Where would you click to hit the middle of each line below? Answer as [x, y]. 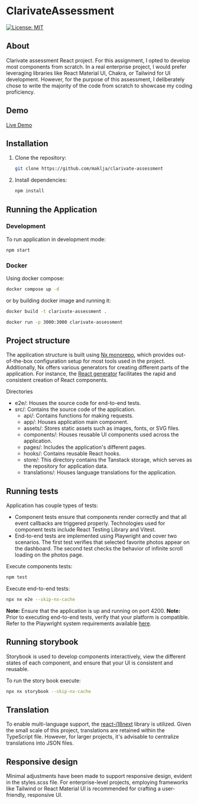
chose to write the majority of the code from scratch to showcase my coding [99, 86]
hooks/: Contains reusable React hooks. [72, 454]
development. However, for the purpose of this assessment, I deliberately [95, 79]
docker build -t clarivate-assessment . [57, 311]
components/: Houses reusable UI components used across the [101, 435]
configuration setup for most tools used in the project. [100, 361]
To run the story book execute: [43, 680]
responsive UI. [45, 795]
